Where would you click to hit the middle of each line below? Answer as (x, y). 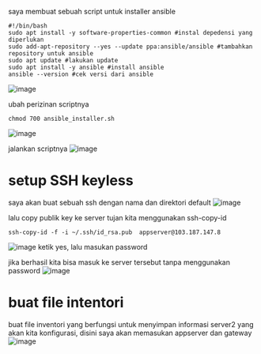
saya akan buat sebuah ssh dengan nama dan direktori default (110, 202)
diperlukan (26, 40)
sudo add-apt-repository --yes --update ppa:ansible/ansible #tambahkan (130, 47)
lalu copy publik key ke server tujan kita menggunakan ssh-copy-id (117, 217)
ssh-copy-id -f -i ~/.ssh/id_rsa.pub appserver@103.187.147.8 (115, 232)
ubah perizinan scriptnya (49, 104)
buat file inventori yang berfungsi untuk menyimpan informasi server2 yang (131, 324)
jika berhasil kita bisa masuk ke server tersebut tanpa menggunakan (119, 262)
